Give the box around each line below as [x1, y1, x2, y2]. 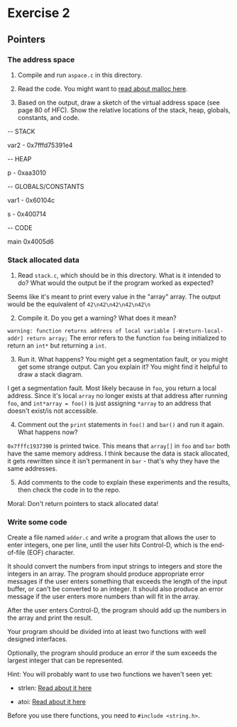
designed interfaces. [7, 635, 68, 644]
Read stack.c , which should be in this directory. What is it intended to [17, 271, 221, 280]
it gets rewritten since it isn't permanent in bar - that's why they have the [7, 457, 220, 465]
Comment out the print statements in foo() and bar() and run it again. [17, 421, 225, 429]
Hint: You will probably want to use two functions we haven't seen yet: [7, 670, 213, 679]
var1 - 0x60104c [7, 195, 55, 204]
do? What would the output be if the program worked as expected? [17, 279, 214, 287]
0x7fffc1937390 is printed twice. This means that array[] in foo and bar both [7, 442, 231, 451]
